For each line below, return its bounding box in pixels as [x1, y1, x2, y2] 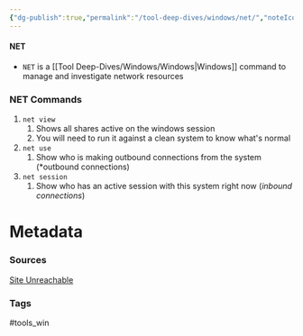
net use [22, 144, 51, 153]
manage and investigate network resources [22, 70, 184, 81]
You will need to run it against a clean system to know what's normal [35, 132, 291, 144]
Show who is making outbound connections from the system [35, 152, 262, 163]
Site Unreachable [9, 274, 74, 285]
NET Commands [9, 93, 83, 105]
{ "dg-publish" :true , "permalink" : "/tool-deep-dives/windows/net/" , [9, 13, 264, 23]
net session [22, 173, 68, 182]
